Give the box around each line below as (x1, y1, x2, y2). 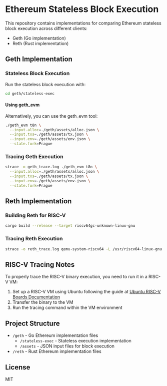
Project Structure (5, 319, 60, 327)
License (5, 363, 30, 371)
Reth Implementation (5, 197, 72, 206)
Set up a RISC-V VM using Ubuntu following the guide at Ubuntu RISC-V (12, 289, 161, 295)
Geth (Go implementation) (12, 35, 66, 41)
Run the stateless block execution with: (5, 81, 86, 87)
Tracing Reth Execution (5, 235, 63, 242)
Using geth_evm (5, 102, 40, 108)
